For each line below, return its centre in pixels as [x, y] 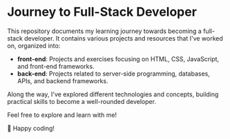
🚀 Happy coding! [31, 128]
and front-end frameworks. [56, 66]
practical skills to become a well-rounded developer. [82, 101]
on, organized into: [34, 45]
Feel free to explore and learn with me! [62, 115]
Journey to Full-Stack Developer [102, 12]
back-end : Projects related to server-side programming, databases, [114, 74]
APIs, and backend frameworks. [63, 81]
